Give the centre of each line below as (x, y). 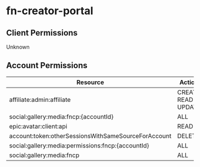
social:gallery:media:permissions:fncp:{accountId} (79, 145)
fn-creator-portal (50, 11)
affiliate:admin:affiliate (40, 99)
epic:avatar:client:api (38, 126)
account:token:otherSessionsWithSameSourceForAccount (90, 136)
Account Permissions (47, 65)
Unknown (18, 47)
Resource (90, 82)
